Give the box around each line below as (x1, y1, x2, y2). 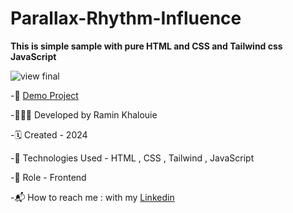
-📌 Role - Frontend (10, 171, 87, 183)
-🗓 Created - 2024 (10, 128, 88, 141)
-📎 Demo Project (10, 89, 79, 101)
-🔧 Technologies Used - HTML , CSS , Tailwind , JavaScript (10, 152, 255, 164)
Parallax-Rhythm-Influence (10, 7, 242, 30)
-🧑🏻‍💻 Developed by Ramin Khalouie (10, 108, 158, 121)
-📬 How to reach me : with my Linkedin (10, 191, 175, 203)
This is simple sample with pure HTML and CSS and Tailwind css (10, 40, 283, 52)
